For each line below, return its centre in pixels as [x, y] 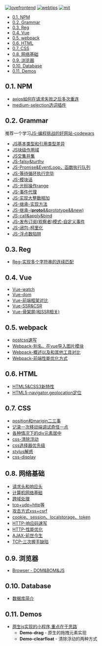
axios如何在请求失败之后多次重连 [46, 99]
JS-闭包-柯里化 [27, 228]
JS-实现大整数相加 [31, 198]
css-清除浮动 [25, 439]
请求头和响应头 [27, 486]
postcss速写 [25, 340]
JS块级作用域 [25, 150]
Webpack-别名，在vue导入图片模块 [48, 346]
